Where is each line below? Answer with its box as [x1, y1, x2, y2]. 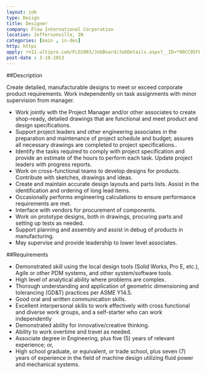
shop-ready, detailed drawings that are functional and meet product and [15, 115, 198, 122]
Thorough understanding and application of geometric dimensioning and [15, 282, 199, 289]
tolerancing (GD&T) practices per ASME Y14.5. [15, 289, 133, 296]
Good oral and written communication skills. [15, 295, 127, 303]
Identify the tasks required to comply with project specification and [15, 147, 185, 155]
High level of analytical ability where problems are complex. [15, 276, 167, 283]
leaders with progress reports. [15, 160, 92, 168]
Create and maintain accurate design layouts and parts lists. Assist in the [15, 180, 199, 187]
